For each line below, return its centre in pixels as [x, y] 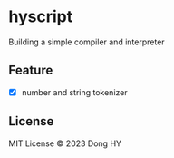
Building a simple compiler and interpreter [87, 42]
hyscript [41, 17]
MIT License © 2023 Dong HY [65, 143]
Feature [31, 70]
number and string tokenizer [74, 92]
